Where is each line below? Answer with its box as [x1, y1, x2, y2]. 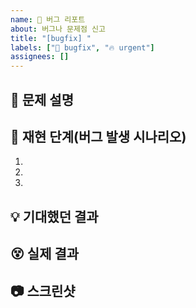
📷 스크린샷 [10, 282, 76, 300]
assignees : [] [10, 52, 70, 62]
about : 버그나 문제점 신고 [10, 24, 106, 34]
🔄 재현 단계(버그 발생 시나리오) [10, 128, 187, 145]
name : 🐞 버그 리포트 [10, 14, 86, 25]
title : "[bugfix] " [10, 33, 92, 43]
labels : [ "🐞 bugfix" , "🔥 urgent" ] [10, 42, 155, 53]
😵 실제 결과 [10, 246, 80, 263]
